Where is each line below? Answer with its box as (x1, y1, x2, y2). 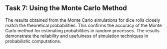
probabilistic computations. (5, 38, 61, 44)
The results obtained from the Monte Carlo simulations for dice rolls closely (5, 17, 160, 23)
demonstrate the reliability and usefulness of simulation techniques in (5, 33, 148, 39)
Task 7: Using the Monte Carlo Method (5, 4, 127, 12)
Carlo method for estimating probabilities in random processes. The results (5, 27, 160, 34)
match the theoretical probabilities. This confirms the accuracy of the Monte (5, 22, 162, 28)
